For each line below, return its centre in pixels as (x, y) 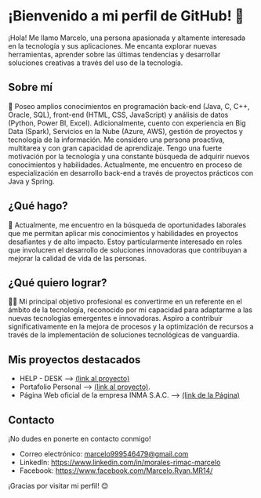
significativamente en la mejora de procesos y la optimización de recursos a (131, 327)
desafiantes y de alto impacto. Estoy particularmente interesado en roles (125, 242)
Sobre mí (31, 87)
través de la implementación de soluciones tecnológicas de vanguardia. (124, 335)
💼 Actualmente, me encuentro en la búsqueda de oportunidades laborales (127, 225)
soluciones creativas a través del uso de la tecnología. (96, 63)
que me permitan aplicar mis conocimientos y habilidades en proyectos (123, 233)
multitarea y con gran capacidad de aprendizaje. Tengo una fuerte (115, 147)
